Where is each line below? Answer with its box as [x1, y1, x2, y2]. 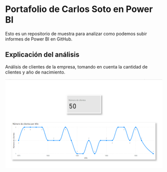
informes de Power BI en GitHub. [5, 36, 73, 42]
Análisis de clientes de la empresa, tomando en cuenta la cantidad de [5, 63, 148, 69]
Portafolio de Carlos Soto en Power [5, 3, 153, 15]
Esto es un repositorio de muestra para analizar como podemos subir [5, 30, 147, 36]
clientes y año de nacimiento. [5, 69, 66, 75]
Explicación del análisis [5, 50, 80, 59]
